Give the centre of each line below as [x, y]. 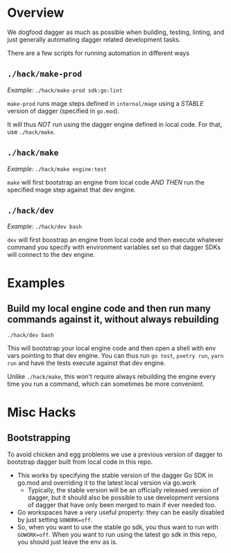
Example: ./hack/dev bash [44, 226]
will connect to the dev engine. [51, 255]
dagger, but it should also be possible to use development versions [123, 498]
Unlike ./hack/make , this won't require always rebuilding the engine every [112, 377]
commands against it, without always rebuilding [113, 319]
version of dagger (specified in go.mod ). [63, 111]
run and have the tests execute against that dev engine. [86, 363]
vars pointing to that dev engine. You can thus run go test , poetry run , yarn [115, 356]
